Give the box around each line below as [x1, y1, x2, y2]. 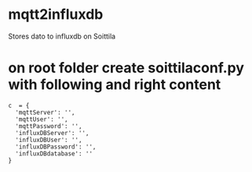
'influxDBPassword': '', [15, 143, 97, 151]
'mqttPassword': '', [15, 122, 82, 130]
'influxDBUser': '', [15, 136, 82, 144]
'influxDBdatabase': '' [15, 149, 93, 158]
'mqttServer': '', [15, 108, 76, 116]
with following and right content [8, 76, 221, 93]
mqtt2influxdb [8, 5, 104, 24]
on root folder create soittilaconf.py [8, 59, 245, 77]
